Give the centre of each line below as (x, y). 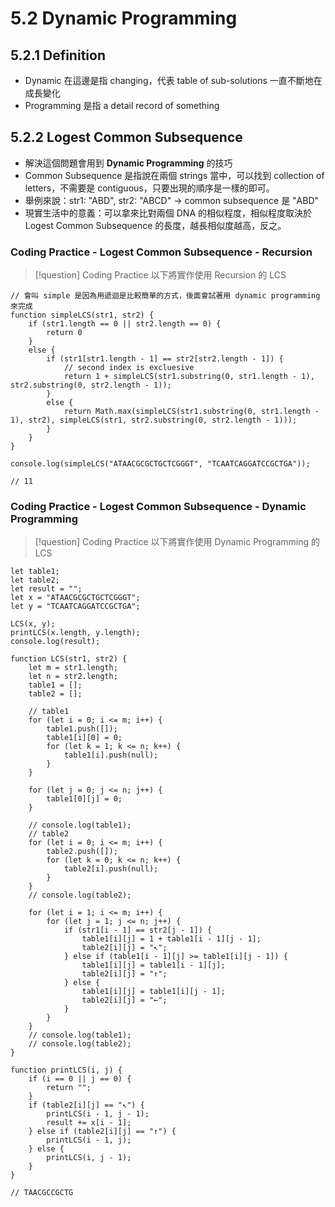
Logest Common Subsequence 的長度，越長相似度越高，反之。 (155, 225)
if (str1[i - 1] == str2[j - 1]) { (138, 930)
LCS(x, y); (33, 624)
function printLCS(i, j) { (66, 1070)
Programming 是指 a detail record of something (122, 105)
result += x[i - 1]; (89, 1123)
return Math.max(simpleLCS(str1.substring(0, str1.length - (191, 412)
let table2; (35, 580)
